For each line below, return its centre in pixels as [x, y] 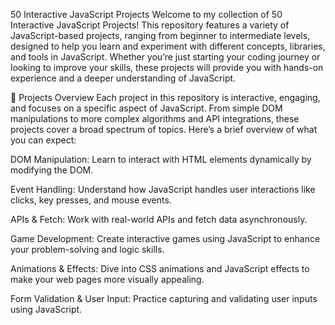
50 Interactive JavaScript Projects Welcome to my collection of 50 [146, 14]
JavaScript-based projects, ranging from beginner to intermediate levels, [160, 35]
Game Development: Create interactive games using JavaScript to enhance [165, 238]
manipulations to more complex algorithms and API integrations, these [155, 118]
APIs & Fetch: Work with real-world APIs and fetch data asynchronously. [159, 219]
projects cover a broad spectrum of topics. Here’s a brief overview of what [164, 129]
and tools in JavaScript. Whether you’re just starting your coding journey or [165, 57]
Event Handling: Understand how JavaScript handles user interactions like [163, 189]
